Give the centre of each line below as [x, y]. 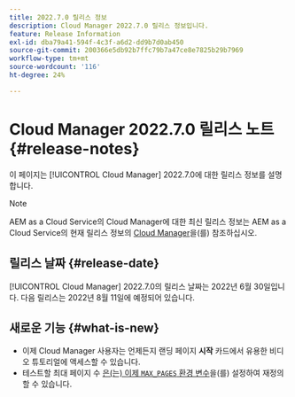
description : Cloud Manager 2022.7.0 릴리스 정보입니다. [109, 26]
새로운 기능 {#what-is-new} [84, 327]
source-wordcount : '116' [55, 67]
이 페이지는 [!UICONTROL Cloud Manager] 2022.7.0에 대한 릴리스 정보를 [137, 175]
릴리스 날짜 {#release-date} [84, 264]
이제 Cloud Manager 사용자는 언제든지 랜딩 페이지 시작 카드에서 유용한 [144, 351]
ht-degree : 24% [37, 75]
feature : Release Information [65, 34]
